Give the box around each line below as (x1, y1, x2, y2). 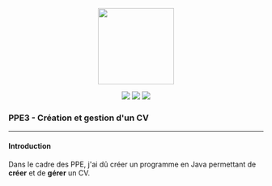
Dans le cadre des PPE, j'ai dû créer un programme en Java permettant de (8, 159, 257, 169)
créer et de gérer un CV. (8, 167, 91, 178)
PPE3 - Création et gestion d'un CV (8, 112, 150, 123)
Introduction (8, 141, 51, 150)
